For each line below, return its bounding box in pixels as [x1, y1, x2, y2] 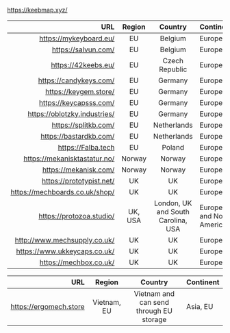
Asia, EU [186, 302, 214, 311]
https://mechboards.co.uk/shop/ [10, 187, 115, 196]
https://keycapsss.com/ [38, 98, 115, 107]
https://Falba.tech [57, 143, 115, 152]
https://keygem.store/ [45, 87, 115, 96]
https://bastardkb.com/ [40, 132, 115, 141]
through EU [136, 306, 173, 315]
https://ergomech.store [10, 302, 85, 311]
